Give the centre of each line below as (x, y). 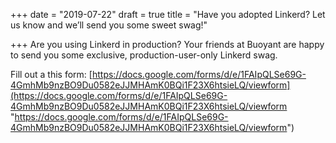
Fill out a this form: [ (51, 74)
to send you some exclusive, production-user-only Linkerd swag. (144, 55)
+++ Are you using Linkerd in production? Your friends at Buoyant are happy (167, 44)
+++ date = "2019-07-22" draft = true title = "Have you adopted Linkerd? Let (168, 14)
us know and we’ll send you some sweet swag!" (109, 25)
